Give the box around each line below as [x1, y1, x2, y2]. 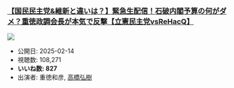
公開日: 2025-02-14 [17, 47, 75, 55]
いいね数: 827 [17, 64, 57, 73]
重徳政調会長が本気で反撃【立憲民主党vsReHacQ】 [21, 16, 194, 26]
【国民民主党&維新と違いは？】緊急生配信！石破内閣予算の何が [7, 6, 220, 15]
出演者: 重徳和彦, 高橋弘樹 [17, 73, 92, 82]
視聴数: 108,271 [17, 56, 61, 64]
